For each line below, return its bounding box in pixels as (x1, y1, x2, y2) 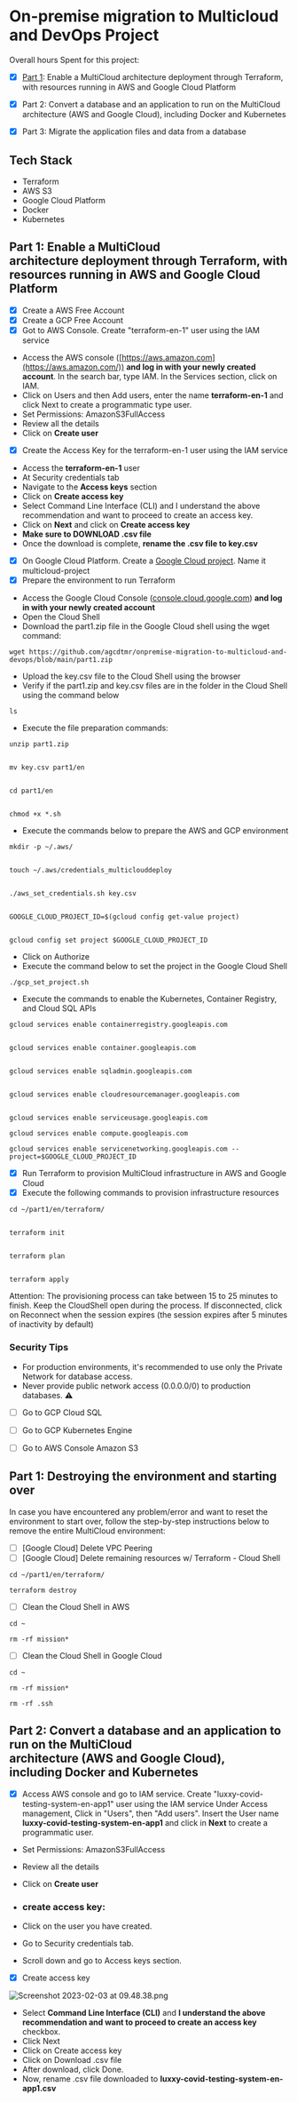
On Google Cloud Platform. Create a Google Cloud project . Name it (21, 555, 266, 566)
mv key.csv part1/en (9, 763, 86, 772)
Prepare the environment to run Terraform (21, 575, 176, 585)
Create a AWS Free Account (21, 305, 125, 315)
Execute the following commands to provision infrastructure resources (21, 1188, 279, 1198)
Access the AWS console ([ (21, 352, 122, 362)
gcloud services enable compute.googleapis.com (9, 1129, 189, 1138)
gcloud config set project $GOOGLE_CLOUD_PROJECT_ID (9, 936, 208, 945)
